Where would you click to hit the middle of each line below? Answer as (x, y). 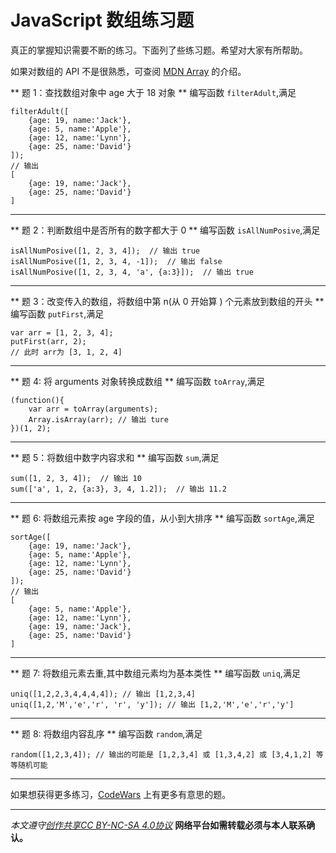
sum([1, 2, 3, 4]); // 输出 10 (76, 478)
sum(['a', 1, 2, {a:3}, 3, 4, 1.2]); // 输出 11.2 (118, 489)
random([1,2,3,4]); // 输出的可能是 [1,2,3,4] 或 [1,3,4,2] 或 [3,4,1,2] (161, 754)
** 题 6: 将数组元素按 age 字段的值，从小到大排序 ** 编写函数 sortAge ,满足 (163, 518)
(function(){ (37, 400)
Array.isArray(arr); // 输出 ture (98, 419)
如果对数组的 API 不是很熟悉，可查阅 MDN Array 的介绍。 (128, 71)
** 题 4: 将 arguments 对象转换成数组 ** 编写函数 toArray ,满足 (138, 381)
